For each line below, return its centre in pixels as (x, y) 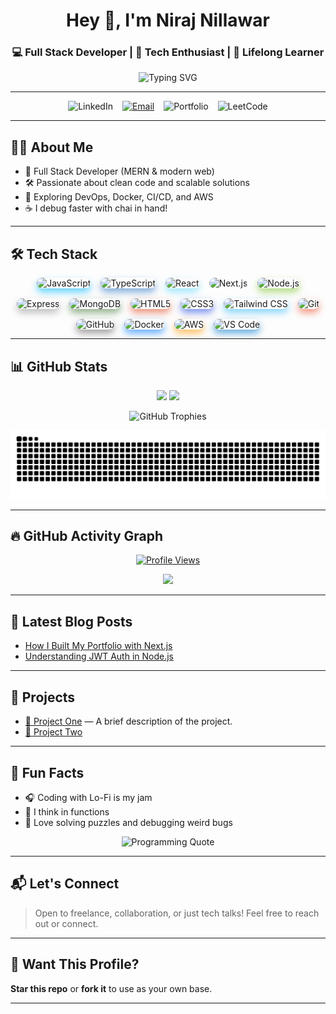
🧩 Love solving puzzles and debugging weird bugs (128, 822)
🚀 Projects (43, 697)
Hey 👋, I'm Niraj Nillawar (168, 20)
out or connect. (66, 923)
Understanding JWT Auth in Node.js (99, 656)
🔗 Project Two (53, 732)
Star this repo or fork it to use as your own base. (111, 988)
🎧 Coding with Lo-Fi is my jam (88, 797)
